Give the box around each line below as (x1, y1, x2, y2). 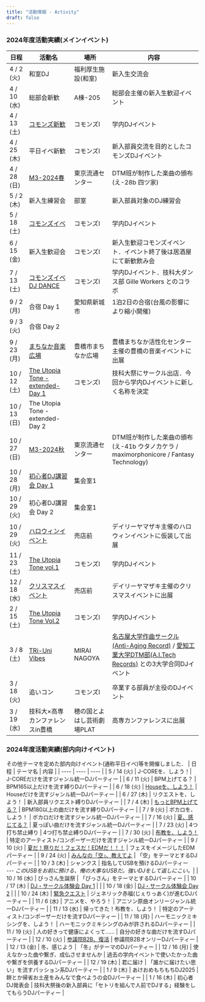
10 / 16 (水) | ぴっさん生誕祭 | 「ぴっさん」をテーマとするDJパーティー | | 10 (6, 874, 196, 882)
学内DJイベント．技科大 (112, 268, 181, 277)
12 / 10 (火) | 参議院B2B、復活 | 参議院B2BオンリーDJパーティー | (35, 935, 198, 943)
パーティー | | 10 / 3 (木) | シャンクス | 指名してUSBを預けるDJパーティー (6, 859, 189, 867)
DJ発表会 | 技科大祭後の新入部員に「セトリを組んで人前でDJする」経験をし (6, 981, 196, 989)
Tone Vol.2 (29, 616, 60, 625)
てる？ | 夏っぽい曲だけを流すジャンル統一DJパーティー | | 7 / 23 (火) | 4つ (11, 821, 198, 829)
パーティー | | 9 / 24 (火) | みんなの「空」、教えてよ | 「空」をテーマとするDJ (6, 852, 198, 859)
